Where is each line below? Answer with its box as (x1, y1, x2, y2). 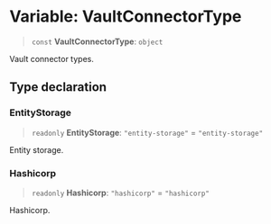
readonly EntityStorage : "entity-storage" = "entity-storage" (31, 127, 264, 138)
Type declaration (9, 79, 107, 95)
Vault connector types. (9, 53, 95, 64)
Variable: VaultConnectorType (9, 6, 242, 27)
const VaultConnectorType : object (31, 36, 164, 47)
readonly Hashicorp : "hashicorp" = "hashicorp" (31, 187, 210, 198)
